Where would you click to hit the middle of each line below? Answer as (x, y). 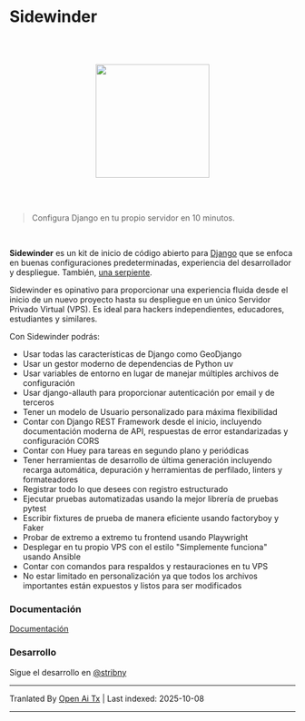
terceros (38, 402)
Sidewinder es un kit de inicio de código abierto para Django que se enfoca (151, 252)
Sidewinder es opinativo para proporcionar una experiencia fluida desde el (149, 290)
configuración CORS (61, 440)
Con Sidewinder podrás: (54, 336)
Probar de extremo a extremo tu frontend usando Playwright (135, 537)
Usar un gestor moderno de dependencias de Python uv (128, 363)
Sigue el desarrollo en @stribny (68, 672)
